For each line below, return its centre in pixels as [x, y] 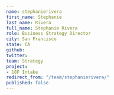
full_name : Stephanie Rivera [42, 28]
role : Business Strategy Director [49, 34]
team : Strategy [25, 61]
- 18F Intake [22, 72]
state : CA [18, 45]
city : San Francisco [32, 39]
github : [16, 50]
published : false [27, 83]
